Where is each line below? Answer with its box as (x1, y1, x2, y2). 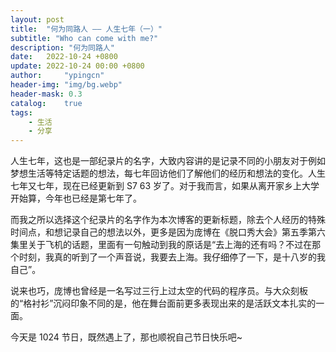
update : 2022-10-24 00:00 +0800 (10, 61, 145, 71)
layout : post (10, 14, 65, 25)
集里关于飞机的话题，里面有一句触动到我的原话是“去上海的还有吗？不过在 (10, 239, 313, 251)
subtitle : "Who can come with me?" (10, 33, 159, 43)
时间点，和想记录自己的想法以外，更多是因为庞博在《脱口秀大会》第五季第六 (10, 226, 326, 238)
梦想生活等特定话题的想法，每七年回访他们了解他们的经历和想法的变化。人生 (10, 167, 326, 180)
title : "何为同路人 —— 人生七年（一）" (10, 24, 163, 34)
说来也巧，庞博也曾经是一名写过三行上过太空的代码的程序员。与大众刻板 (10, 285, 308, 297)
